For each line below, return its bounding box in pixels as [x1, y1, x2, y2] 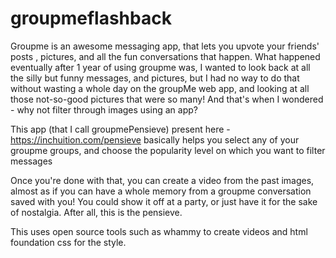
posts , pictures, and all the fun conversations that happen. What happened [10, 50, 321, 62]
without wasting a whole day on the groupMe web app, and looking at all [10, 82, 310, 94]
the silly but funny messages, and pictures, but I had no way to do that [10, 72, 300, 84]
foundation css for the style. [10, 236, 127, 248]
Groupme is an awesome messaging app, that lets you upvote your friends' [10, 40, 320, 52]
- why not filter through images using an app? [10, 103, 198, 116]
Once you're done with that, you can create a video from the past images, [10, 174, 315, 186]
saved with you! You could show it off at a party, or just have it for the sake [10, 195, 318, 207]
